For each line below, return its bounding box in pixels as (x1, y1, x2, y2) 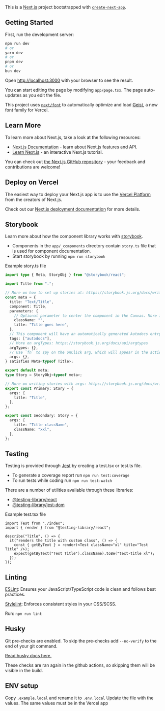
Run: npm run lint (5, 610, 42, 616)
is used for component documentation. (12, 248, 91, 254)
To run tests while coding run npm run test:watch (12, 477, 112, 483)
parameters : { (9, 308, 38, 313)
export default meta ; (5, 368, 50, 373)
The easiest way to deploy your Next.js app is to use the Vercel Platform (5, 191, 151, 197)
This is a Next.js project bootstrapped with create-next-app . (5, 4, 127, 10)
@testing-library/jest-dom (12, 502, 65, 508)
